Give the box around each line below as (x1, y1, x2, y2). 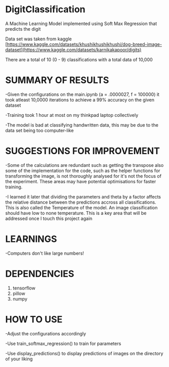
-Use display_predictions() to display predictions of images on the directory (5, 350, 164, 356)
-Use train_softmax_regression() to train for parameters (5, 340, 121, 347)
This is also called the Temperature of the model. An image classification (5, 204, 158, 210)
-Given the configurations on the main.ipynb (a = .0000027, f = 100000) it (5, 91, 159, 97)
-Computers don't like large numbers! (5, 250, 84, 256)
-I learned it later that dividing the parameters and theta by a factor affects (5, 193, 161, 200)
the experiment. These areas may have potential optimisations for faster (5, 178, 156, 184)
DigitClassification (5, 4, 86, 15)
